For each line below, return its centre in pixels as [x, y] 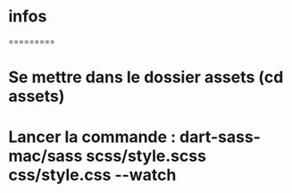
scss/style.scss [146, 156]
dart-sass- [220, 137]
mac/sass [46, 156]
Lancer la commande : [92, 137]
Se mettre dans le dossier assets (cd [146, 77]
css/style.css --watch [92, 175]
